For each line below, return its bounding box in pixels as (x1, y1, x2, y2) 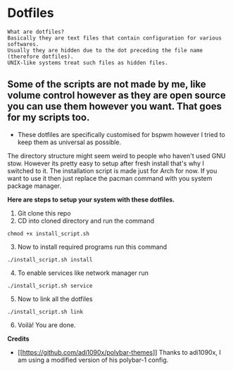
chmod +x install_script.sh (7, 230, 90, 237)
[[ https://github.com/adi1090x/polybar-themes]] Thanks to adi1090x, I (17, 348, 222, 356)
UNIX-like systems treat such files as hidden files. (7, 59, 169, 66)
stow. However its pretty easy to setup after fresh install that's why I (7, 159, 204, 167)
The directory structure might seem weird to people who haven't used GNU (7, 151, 226, 160)
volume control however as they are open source (7, 90, 227, 102)
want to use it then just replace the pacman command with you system (7, 174, 213, 182)
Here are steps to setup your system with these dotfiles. (7, 195, 175, 204)
